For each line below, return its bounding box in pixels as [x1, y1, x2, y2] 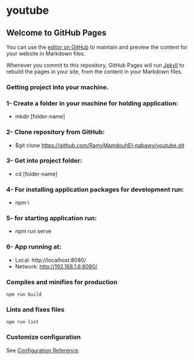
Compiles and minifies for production [6, 278, 117, 286]
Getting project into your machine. [6, 82, 109, 91]
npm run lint [6, 319, 39, 325]
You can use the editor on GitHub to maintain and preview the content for [6, 43, 188, 51]
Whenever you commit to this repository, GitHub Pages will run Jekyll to [6, 61, 185, 69]
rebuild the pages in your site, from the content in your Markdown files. [6, 68, 183, 75]
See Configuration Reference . [6, 347, 80, 354]
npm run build [6, 291, 42, 297]
